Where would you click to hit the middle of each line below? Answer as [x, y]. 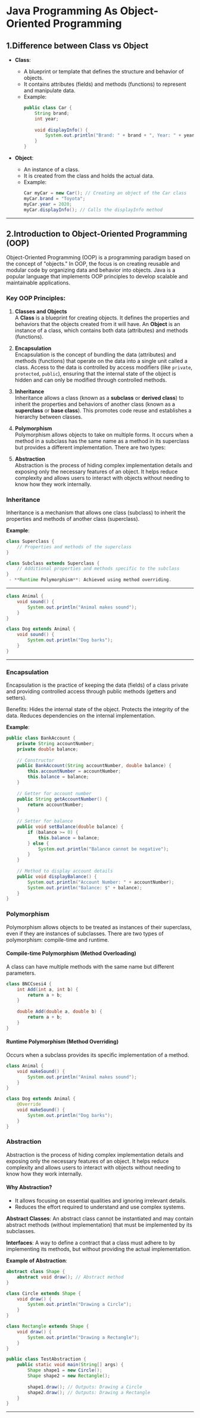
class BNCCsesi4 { [29, 984]
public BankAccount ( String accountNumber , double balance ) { [94, 766]
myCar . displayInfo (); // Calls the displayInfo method [93, 210]
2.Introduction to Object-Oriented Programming [97, 234]
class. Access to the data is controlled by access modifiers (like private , [104, 367]
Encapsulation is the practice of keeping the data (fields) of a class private [97, 685]
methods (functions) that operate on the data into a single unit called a [101, 361]
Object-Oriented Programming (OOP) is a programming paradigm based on [98, 257]
